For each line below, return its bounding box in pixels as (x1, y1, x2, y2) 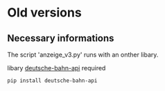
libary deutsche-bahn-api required (7, 64, 106, 72)
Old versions (7, 5, 82, 21)
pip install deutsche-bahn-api (7, 77, 98, 84)
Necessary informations (7, 32, 114, 44)
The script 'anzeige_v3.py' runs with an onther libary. (7, 50, 159, 59)
